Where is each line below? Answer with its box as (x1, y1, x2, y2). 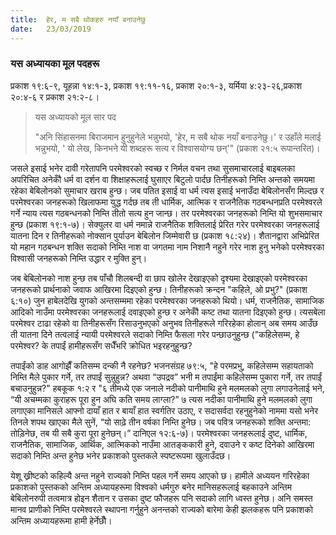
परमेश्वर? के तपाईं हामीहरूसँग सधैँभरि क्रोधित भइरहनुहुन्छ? (10, 339, 193, 351)
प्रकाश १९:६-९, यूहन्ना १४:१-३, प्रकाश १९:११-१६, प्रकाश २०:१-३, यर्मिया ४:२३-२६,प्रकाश (10, 79, 303, 91)
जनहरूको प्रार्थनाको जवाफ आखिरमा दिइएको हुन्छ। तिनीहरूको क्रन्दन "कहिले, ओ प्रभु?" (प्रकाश (10, 283, 308, 295)
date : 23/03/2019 (10, 24, 92, 34)
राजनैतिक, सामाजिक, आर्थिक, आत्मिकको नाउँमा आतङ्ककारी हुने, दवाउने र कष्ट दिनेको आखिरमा (10, 438, 315, 450)
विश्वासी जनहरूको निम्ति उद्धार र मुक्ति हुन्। (10, 252, 148, 264)
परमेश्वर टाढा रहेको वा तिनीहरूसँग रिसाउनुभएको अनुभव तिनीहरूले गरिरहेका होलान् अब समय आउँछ (10, 317, 318, 329)
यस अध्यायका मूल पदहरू (10, 57, 100, 71)
